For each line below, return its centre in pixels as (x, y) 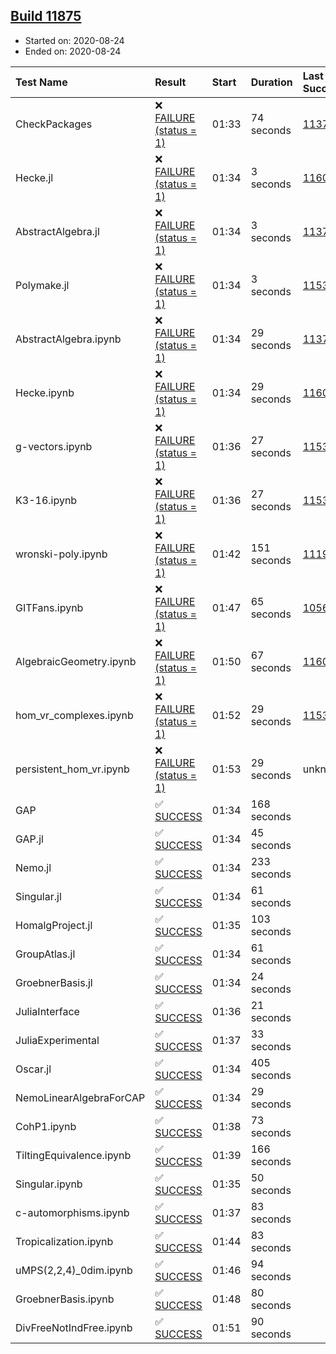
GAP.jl (29, 839)
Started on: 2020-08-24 (74, 40)
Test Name (41, 82)
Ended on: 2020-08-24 (73, 51)
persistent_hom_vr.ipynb (72, 769)
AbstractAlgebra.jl (57, 231)
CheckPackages (54, 124)
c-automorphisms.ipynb (72, 1212)
